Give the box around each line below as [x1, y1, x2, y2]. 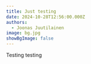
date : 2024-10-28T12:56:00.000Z [6, 14, 85, 20]
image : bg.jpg [6, 30, 41, 36]
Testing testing [6, 52, 42, 58]
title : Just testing [6, 8, 57, 15]
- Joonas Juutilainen [11, 24, 65, 31]
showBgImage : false [6, 35, 54, 41]
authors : [6, 19, 28, 25]
